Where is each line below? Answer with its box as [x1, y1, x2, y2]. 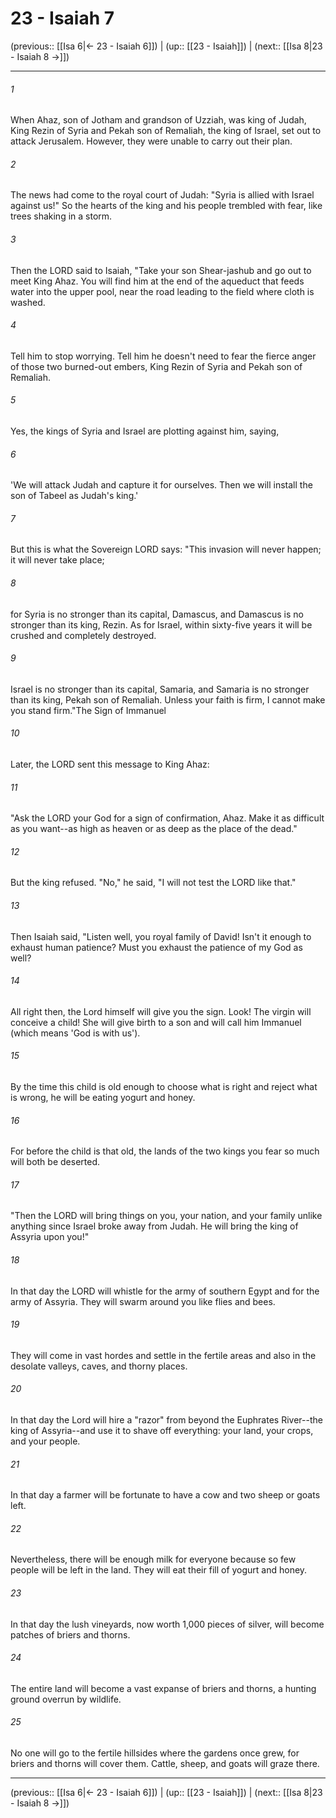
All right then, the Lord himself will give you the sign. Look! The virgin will [10, 1005, 312, 1017]
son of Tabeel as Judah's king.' [10, 490, 139, 502]
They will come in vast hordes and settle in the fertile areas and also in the [10, 1349, 317, 1361]
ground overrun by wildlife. [10, 1693, 122, 1705]
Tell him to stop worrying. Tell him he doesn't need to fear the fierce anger [10, 350, 317, 362]
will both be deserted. [10, 1156, 100, 1168]
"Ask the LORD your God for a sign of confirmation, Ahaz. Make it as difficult [10, 812, 325, 824]
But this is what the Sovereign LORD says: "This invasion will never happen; [10, 543, 322, 556]
